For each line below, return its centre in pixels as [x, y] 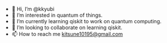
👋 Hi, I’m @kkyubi [33, 9]
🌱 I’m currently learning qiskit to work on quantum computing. [86, 21]
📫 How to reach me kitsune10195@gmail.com [67, 34]
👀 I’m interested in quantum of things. [57, 15]
